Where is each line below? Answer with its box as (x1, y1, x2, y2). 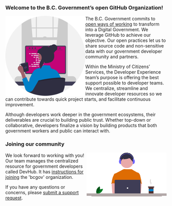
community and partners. (85, 54, 139, 60)
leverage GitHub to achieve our (85, 32, 151, 38)
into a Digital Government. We (85, 27, 148, 33)
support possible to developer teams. (85, 80, 164, 86)
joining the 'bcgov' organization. (5, 174, 73, 180)
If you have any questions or (5, 184, 66, 190)
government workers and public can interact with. (5, 128, 111, 134)
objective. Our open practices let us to (85, 37, 166, 43)
